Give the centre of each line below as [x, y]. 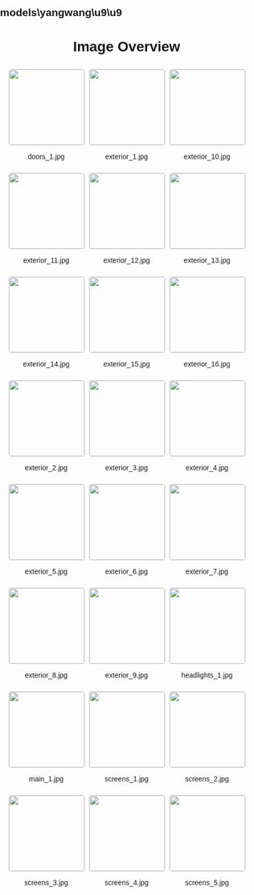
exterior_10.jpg [207, 157]
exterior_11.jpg [46, 261]
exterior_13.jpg [207, 261]
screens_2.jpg [207, 779]
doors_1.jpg [46, 157]
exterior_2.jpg [46, 468]
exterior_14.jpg [46, 364]
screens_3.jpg [46, 883]
